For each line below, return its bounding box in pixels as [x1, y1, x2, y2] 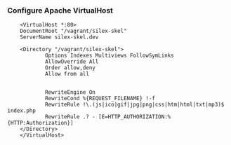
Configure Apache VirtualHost [7, 6, 114, 15]
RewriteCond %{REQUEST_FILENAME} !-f [44, 95, 156, 102]
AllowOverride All [44, 58, 99, 65]
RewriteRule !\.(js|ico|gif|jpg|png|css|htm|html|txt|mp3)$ [44, 101, 225, 109]
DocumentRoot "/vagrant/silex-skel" [20, 27, 128, 35]
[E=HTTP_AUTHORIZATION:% [98, 113, 171, 120]
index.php [7, 107, 37, 114]
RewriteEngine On [44, 89, 96, 96]
